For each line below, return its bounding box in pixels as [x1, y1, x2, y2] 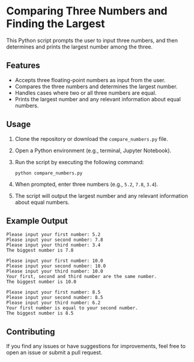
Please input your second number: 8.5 [6, 295, 103, 301]
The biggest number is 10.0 [6, 279, 77, 285]
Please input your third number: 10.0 [6, 269, 103, 274]
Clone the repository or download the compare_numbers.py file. [14, 135, 168, 142]
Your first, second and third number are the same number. [6, 274, 157, 280]
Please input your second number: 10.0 [6, 263, 106, 269]
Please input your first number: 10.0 [6, 258, 103, 264]
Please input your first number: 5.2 [6, 232, 101, 238]
